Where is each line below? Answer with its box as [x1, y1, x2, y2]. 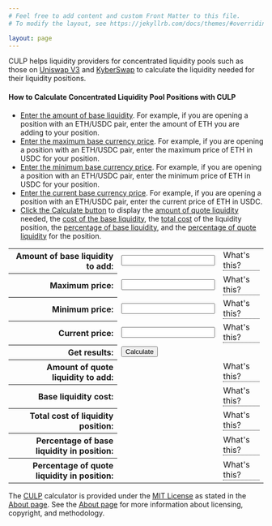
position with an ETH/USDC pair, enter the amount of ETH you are [19, 119, 240, 128]
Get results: [67, 347, 114, 358]
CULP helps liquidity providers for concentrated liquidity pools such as [8, 56, 244, 66]
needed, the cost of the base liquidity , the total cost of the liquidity [19, 213, 242, 223]
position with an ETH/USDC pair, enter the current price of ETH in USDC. [19, 196, 263, 206]
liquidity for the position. [19, 231, 102, 240]
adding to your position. [19, 127, 100, 137]
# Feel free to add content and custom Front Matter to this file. [8, 11, 241, 20]
